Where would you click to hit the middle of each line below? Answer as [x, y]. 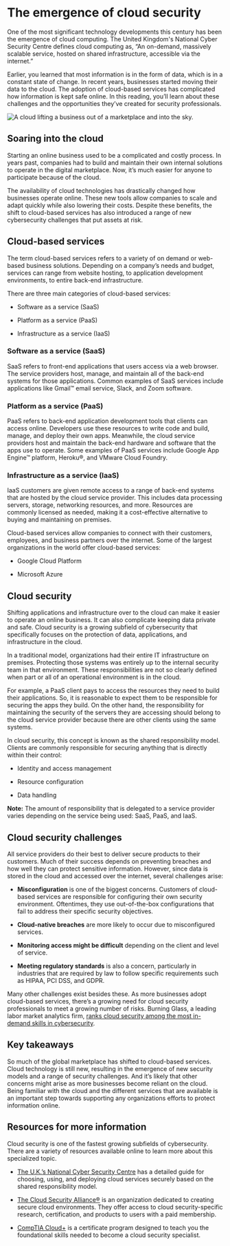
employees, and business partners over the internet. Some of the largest [110, 540]
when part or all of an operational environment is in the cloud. [94, 677]
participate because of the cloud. [54, 177]
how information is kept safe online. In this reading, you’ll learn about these [113, 96]
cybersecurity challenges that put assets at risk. [75, 220]
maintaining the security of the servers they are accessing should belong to [114, 713]
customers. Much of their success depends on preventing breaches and [109, 862]
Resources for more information [77, 1127]
